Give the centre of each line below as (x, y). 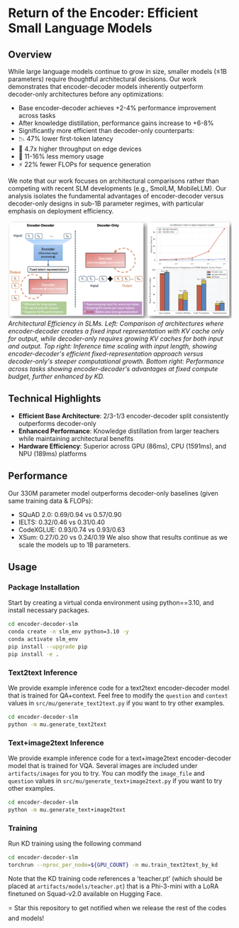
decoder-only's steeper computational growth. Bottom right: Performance (116, 361)
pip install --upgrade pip (48, 646)
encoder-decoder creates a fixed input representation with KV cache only (116, 331)
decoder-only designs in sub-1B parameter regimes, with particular (106, 203)
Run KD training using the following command (75, 843)
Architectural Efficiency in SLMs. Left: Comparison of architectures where (116, 324)
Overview (30, 54)
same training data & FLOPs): (50, 501)
